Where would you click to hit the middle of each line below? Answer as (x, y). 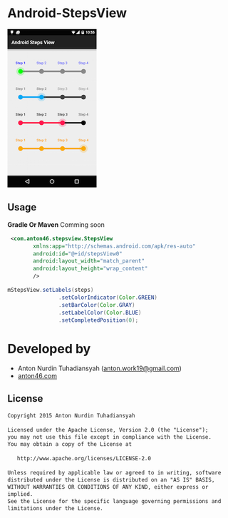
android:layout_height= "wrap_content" (90, 269)
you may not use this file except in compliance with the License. (110, 437)
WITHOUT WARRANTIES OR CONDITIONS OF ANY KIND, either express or (108, 487)
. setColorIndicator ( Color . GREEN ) (108, 298)
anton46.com (37, 376)
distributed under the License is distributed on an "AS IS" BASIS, (111, 480)
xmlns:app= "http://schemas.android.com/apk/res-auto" (114, 246)
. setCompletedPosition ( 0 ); (98, 320)
